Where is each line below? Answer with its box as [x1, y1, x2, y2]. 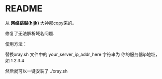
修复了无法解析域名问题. [5, 30, 55, 36]
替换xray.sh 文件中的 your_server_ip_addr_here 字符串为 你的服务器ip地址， [5, 51, 160, 57]
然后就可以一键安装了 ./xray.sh [5, 68, 68, 74]
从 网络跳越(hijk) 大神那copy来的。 [5, 20, 77, 26]
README [5, 3, 43, 14]
